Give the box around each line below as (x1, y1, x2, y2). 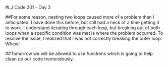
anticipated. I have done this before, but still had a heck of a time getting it (5, 20, 160, 25)
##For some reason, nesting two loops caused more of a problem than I (5, 14, 154, 20)
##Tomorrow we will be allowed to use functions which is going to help (5, 50, 153, 56)
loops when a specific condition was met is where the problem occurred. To (5, 30, 163, 36)
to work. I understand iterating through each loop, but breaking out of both (5, 25, 160, 31)
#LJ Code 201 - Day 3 (5, 5, 51, 10)
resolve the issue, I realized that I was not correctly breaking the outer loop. (5, 35, 162, 41)
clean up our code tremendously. (5, 56, 74, 62)
